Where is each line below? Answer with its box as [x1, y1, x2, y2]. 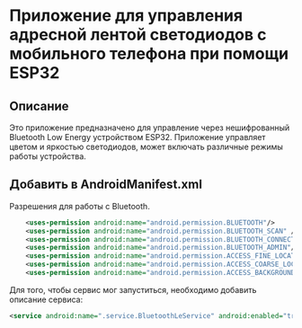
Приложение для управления [9, 5, 244, 26]
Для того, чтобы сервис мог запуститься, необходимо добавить [9, 284, 257, 295]
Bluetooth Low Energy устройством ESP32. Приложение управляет [9, 132, 266, 142]
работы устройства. [9, 151, 87, 162]
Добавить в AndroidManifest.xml [9, 177, 202, 192]
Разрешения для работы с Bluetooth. [9, 200, 150, 211]
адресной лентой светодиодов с [9, 24, 267, 45]
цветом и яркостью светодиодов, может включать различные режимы [9, 141, 283, 152]
